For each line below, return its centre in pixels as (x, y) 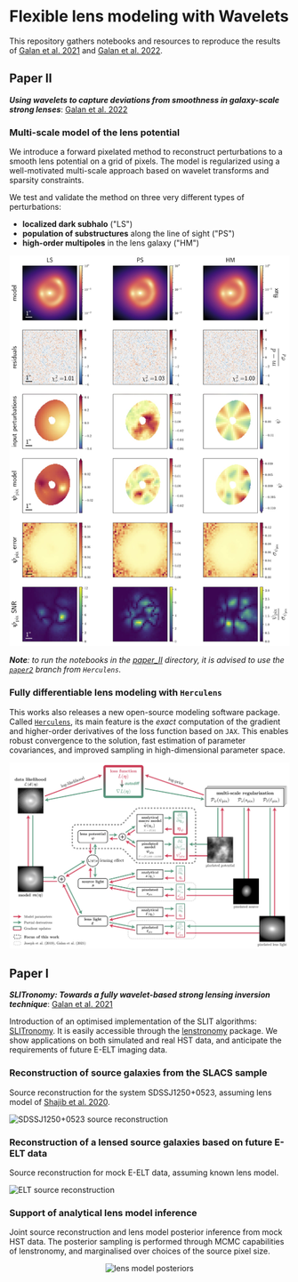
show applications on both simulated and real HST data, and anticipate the (145, 1040)
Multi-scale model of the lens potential (95, 133)
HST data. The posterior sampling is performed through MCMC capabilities (147, 1242)
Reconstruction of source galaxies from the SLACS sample (138, 1073)
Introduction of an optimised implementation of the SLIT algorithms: (133, 1021)
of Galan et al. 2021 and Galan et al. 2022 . (86, 50)
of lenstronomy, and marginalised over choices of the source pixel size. (140, 1251)
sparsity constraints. (47, 181)
